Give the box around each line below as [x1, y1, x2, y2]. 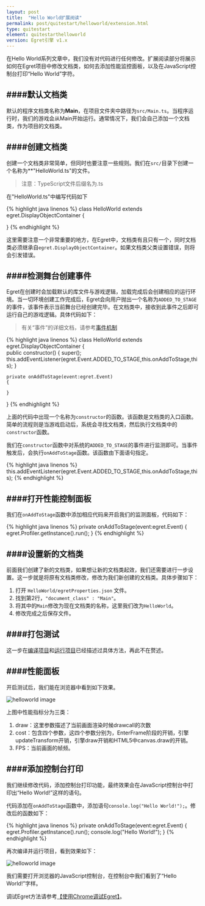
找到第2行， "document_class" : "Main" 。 [15, 595, 120, 602]
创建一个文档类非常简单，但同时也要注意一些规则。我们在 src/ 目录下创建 [6, 159, 189, 167]
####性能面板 [6, 666, 60, 676]
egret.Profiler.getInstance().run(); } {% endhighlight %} [6, 529, 145, 537]
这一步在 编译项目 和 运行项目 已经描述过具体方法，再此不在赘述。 [6, 647, 167, 654]
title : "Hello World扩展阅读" [6, 15, 82, 21]
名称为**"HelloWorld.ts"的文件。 [11, 167, 93, 174]
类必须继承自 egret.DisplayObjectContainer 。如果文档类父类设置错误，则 [6, 244, 190, 251]
